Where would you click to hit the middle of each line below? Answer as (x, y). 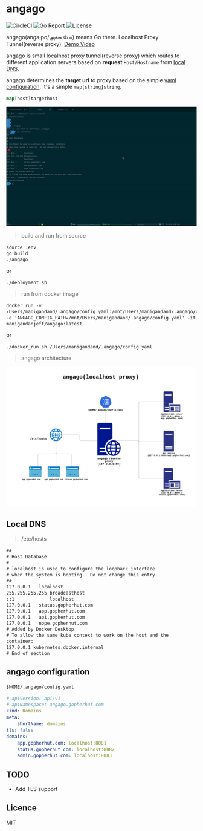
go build (17, 253)
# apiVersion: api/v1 (34, 698)
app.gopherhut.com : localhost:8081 (62, 743)
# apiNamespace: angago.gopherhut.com (55, 705)
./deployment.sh (27, 282)
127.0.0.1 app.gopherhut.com (46, 611)
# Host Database (27, 556)
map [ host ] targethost (32, 99)
